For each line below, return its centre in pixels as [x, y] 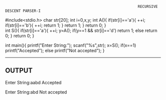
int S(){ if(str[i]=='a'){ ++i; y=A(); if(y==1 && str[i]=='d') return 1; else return [81, 31]
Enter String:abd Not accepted [36, 92]
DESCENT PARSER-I [23, 11]
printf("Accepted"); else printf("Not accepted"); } [55, 50]
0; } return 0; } [20, 36]
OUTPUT [19, 71]
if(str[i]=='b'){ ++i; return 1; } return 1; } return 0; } [56, 25]
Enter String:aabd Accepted [33, 82]
